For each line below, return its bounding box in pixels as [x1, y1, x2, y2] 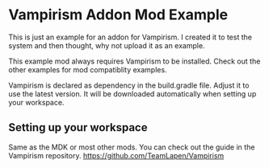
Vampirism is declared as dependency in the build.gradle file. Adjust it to [8, 80, 250, 90]
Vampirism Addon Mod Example [8, 6, 229, 24]
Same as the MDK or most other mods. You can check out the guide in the [8, 142, 255, 152]
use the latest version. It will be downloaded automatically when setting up [8, 88, 257, 98]
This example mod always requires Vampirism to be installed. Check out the [8, 56, 261, 66]
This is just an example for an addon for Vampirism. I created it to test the [8, 32, 253, 42]
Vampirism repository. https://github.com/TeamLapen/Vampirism [8, 150, 225, 160]
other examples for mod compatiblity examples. [8, 64, 167, 74]
